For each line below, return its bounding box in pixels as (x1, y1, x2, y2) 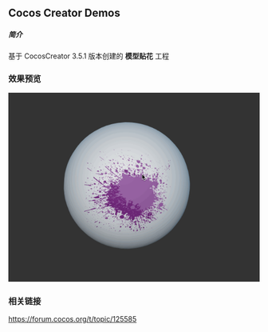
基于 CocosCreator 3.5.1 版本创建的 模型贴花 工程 (8, 51, 170, 61)
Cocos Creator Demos (8, 6, 121, 20)
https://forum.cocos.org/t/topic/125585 (8, 314, 137, 323)
